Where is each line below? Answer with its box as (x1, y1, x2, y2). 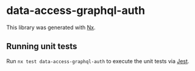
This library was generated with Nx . (6, 24, 96, 31)
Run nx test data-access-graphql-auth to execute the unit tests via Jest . (6, 57, 190, 64)
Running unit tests (6, 41, 77, 52)
